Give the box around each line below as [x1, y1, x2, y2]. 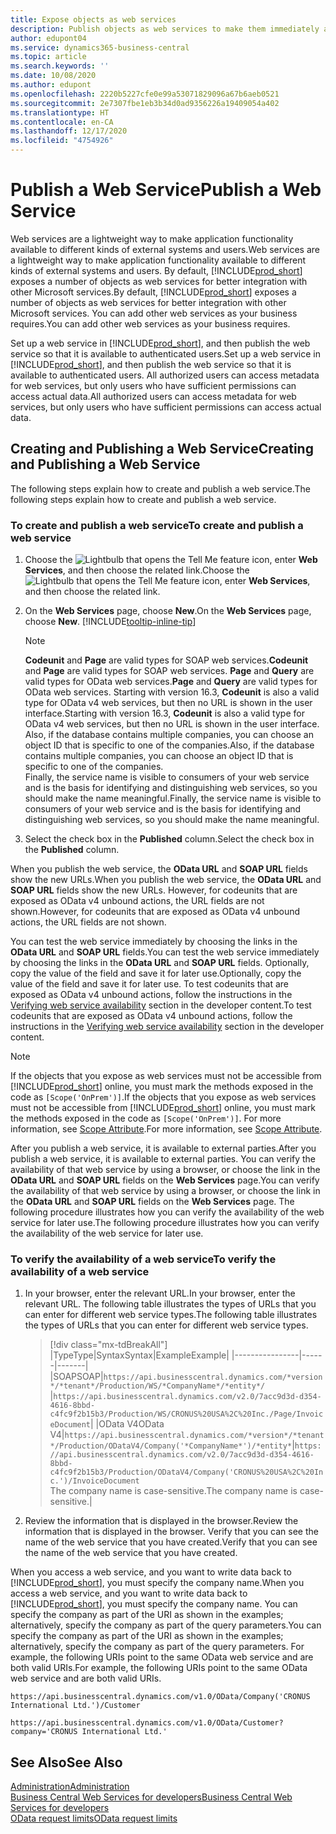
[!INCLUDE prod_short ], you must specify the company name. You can [10, 1598, 298, 1610]
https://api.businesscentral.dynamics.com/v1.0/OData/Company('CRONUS [10, 1692, 311, 1702]
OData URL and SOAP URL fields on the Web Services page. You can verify [10, 1174, 320, 1186]
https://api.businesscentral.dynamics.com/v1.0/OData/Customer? [10, 1718, 284, 1728]
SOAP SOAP [53, 1371, 101, 1383]
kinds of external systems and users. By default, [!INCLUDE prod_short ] [10, 264, 303, 276]
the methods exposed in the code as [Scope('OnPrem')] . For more [10, 1112, 282, 1125]
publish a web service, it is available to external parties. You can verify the [10, 1153, 317, 1165]
